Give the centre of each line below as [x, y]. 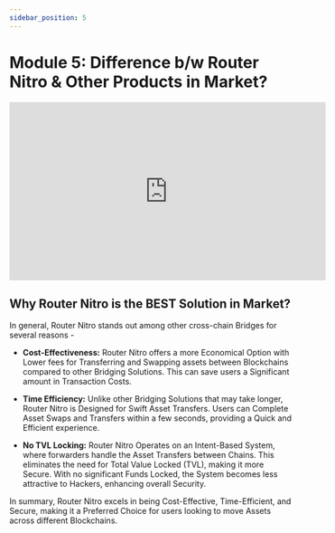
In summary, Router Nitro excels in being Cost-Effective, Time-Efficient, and [150, 501]
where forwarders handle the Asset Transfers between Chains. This [148, 455]
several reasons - [42, 335]
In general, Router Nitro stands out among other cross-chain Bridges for [143, 326]
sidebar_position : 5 [48, 18]
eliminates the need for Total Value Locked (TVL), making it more [143, 465]
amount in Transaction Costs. [77, 382]
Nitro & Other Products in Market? [139, 81]
